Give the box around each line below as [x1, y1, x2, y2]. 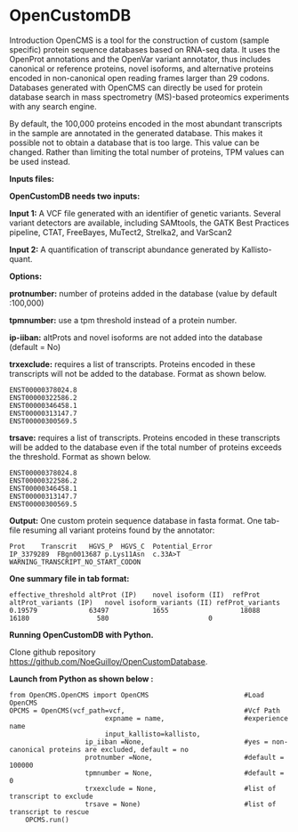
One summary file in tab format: [9, 573, 130, 583]
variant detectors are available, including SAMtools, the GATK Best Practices [9, 217, 290, 228]
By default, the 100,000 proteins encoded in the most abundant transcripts [9, 118, 283, 129]
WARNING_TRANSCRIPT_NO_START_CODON [9, 558, 141, 567]
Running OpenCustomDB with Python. [9, 629, 154, 640]
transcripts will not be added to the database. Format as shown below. [9, 368, 267, 379]
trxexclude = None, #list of [85, 784, 277, 793]
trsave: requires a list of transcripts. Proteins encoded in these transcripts [9, 432, 280, 443]
